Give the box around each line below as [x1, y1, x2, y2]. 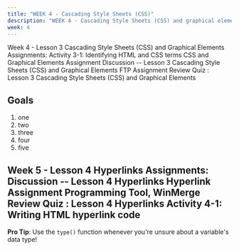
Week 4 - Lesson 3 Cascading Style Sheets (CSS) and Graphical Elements [7, 43, 225, 52]
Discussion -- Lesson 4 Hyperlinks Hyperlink [7, 175, 211, 188]
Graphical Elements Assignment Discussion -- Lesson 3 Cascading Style [7, 58, 221, 67]
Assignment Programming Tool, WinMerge [7, 186, 201, 198]
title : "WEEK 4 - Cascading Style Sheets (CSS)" [7, 10, 154, 18]
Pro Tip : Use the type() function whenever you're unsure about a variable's [7, 227, 229, 236]
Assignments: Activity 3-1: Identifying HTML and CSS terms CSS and [7, 51, 209, 59]
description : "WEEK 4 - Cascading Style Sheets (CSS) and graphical [7, 17, 215, 24]
